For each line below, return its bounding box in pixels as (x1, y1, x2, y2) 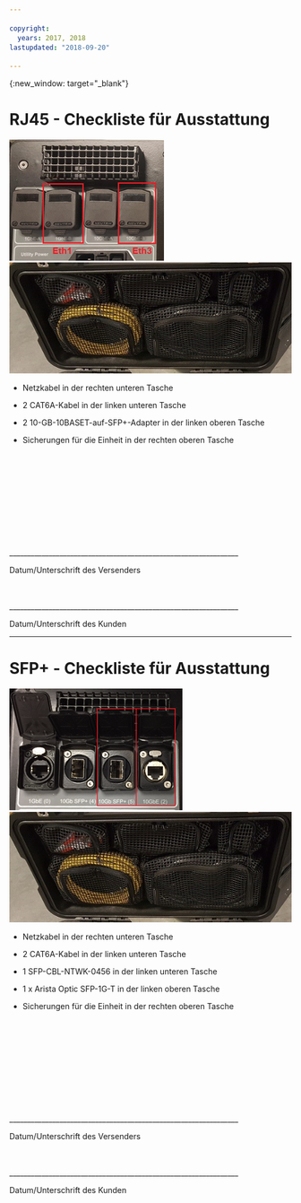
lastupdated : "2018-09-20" (9, 43, 110, 52)
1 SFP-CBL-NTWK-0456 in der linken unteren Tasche (21, 966, 218, 977)
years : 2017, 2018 (17, 33, 87, 42)
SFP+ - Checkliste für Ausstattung (9, 658, 271, 678)
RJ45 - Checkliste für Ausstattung (9, 109, 271, 130)
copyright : (9, 23, 50, 33)
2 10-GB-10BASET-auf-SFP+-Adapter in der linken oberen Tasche (21, 417, 265, 428)
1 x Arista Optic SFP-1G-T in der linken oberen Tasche (21, 983, 220, 995)
